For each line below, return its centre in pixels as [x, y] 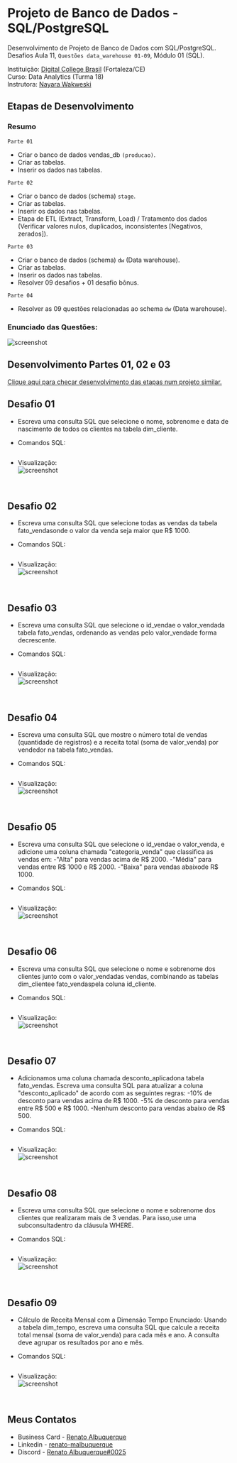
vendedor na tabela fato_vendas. [65, 750]
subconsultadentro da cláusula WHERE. [76, 1225]
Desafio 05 [32, 827]
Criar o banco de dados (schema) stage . [77, 196]
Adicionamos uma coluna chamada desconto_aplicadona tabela [111, 1078]
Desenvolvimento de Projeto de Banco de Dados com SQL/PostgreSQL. [112, 48]
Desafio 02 [32, 506]
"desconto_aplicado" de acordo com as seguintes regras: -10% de [115, 1093]
